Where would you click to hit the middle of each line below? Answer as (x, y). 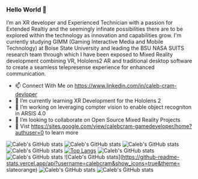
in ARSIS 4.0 (30, 114)
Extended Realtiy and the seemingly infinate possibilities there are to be (94, 29)
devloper (26, 94)
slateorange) (22, 170)
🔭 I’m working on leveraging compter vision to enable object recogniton (103, 107)
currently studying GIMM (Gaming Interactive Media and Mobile (85, 42)
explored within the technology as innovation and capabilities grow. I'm (94, 35)
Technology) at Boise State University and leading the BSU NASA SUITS (95, 48)
